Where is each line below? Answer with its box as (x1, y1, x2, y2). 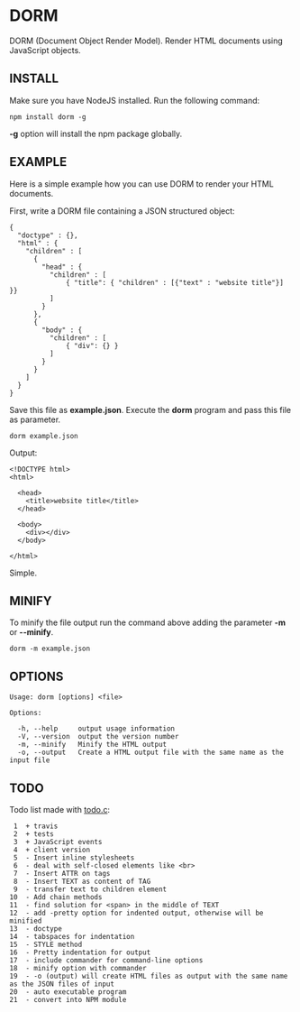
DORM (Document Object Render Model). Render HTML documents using (9, 35, 284, 46)
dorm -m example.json (9, 644, 91, 654)
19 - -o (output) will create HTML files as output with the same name (9, 971, 288, 980)
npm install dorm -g (9, 112, 87, 122)
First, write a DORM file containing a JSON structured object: (9, 205, 236, 216)
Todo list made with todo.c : (9, 805, 111, 814)
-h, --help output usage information (17, 724, 176, 733)
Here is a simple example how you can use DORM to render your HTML (9, 178, 275, 189)
